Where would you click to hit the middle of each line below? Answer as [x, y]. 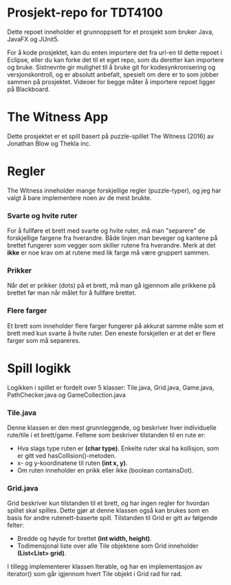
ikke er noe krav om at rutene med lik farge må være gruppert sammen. [109, 252]
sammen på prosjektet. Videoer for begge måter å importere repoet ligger [111, 81]
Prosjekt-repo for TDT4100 [85, 13]
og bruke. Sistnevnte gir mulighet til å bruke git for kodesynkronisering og [111, 67]
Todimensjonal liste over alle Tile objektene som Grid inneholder [108, 546]
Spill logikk [39, 368]
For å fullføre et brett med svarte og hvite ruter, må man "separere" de [106, 231]
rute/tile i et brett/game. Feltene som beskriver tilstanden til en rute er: [107, 435]
